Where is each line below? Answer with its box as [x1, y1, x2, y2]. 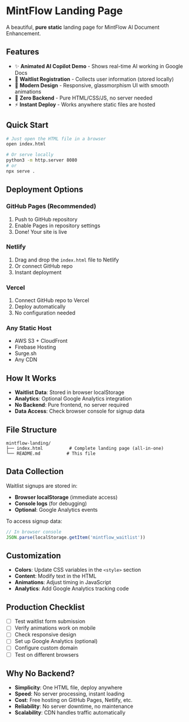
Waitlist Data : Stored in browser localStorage [14, 389, 124, 396]
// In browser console [6, 529, 62, 535]
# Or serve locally [6, 152, 54, 158]
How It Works [6, 373, 57, 383]
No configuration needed [14, 309, 76, 316]
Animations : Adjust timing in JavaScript [14, 579, 112, 586]
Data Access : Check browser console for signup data [14, 408, 145, 415]
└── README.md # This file [6, 451, 96, 457]
